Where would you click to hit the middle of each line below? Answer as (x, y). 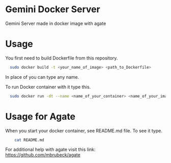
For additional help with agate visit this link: (50, 150)
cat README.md (29, 140)
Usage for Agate (40, 117)
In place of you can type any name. (42, 77)
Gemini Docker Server (53, 9)
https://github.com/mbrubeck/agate (43, 155)
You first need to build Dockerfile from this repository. (62, 58)
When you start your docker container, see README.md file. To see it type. (84, 131)
